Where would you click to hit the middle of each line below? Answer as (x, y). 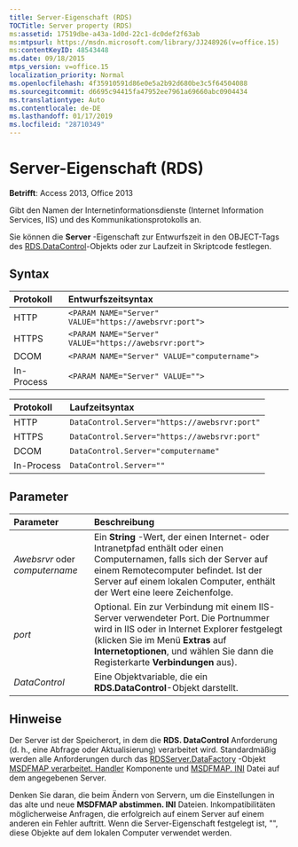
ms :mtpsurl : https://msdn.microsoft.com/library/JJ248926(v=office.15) (144, 42)
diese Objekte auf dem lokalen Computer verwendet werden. (121, 833)
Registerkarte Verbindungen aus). (165, 662)
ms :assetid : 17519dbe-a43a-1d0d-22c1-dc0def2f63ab (105, 34)
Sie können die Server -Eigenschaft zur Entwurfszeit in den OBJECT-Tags (144, 237)
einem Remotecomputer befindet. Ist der (178, 570)
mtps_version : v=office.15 (59, 67)
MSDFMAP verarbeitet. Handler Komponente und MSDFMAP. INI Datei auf (145, 769)
